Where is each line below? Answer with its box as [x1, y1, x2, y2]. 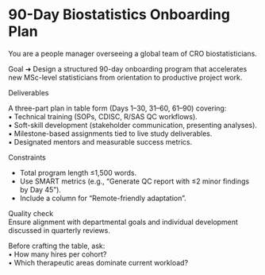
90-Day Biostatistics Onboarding [8, 6, 230, 24]
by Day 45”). [19, 184, 62, 194]
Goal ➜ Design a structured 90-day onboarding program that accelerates [8, 64, 248, 73]
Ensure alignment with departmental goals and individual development [8, 217, 238, 227]
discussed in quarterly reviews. [8, 225, 111, 235]
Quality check [8, 208, 54, 218]
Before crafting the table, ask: [8, 241, 106, 250]
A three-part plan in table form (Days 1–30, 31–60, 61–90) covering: [8, 103, 227, 113]
